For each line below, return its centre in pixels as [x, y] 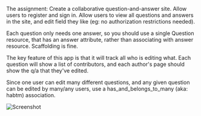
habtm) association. [31, 95]
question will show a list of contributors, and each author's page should [95, 64]
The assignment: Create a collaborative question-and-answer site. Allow [97, 9]
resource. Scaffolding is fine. [42, 46]
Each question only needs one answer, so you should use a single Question [100, 33]
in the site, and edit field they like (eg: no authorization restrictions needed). [101, 21]
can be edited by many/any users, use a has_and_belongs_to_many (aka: [97, 89]
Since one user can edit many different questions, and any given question [98, 82]
